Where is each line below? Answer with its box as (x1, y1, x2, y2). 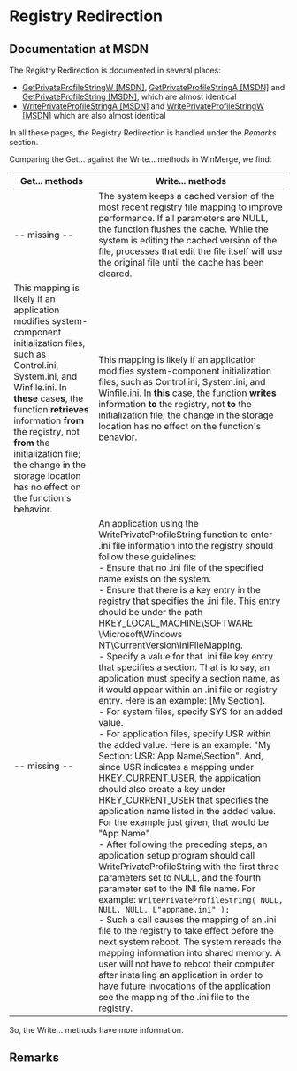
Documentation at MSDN (9, 42, 148, 57)
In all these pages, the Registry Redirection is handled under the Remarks (9, 127, 277, 138)
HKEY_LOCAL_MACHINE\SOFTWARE (98, 617, 254, 629)
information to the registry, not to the (98, 398, 252, 410)
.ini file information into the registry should (98, 540, 274, 551)
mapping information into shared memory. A (98, 947, 281, 959)
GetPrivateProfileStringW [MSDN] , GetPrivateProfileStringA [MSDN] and (21, 82, 286, 92)
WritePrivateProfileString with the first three (98, 860, 280, 873)
